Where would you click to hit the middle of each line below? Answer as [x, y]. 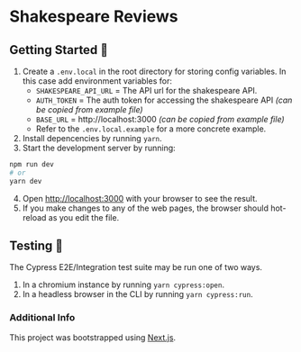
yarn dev [26, 181]
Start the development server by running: [99, 148]
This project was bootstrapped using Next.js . [93, 337]
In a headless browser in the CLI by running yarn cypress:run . [138, 294]
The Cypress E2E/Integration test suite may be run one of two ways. [136, 267]
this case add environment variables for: [97, 81]
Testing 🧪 [36, 246]
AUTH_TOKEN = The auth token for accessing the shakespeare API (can [164, 100]
